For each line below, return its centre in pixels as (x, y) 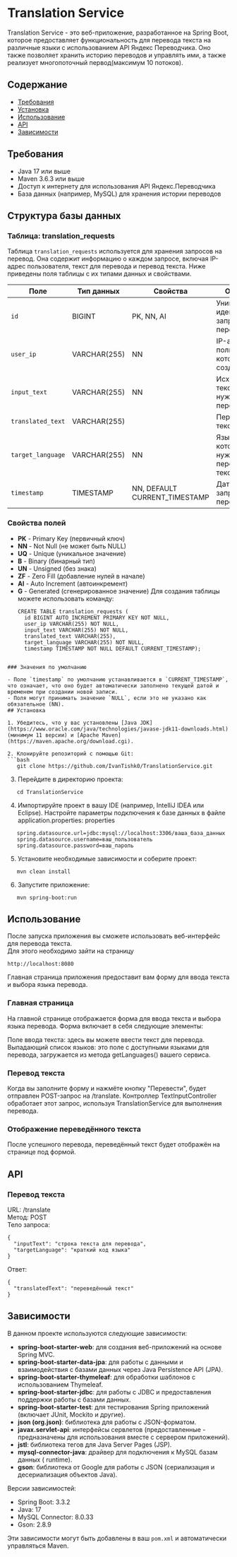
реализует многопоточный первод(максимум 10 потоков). (95, 62)
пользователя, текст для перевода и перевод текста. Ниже (116, 266)
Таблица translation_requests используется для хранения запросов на (115, 251)
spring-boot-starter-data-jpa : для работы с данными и (100, 1362)
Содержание (38, 85)
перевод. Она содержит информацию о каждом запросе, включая (108, 259)
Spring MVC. (36, 1354)
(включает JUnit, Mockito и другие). (71, 1414)
